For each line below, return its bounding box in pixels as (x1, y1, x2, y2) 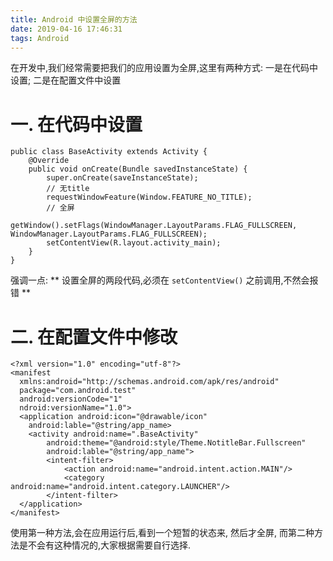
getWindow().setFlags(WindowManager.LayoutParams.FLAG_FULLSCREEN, (10, 221, 298, 231)
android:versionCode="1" (19, 394, 123, 405)
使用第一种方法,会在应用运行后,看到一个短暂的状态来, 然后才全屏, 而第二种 (10, 527, 315, 539)
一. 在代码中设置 (10, 113, 143, 136)
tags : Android (10, 33, 70, 43)
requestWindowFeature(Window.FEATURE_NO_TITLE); (46, 192, 253, 203)
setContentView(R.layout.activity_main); (46, 238, 222, 248)
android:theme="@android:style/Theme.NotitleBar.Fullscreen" (46, 438, 307, 448)
